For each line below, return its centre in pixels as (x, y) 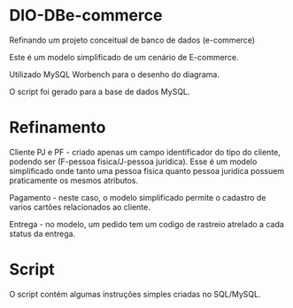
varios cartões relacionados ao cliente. (80, 207)
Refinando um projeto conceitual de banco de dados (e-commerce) (132, 40)
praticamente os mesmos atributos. (74, 180)
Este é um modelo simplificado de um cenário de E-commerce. (124, 57)
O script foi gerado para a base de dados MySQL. (100, 91)
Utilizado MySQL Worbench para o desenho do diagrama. (114, 74)
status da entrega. (42, 233)
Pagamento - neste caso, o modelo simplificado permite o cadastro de (138, 197)
